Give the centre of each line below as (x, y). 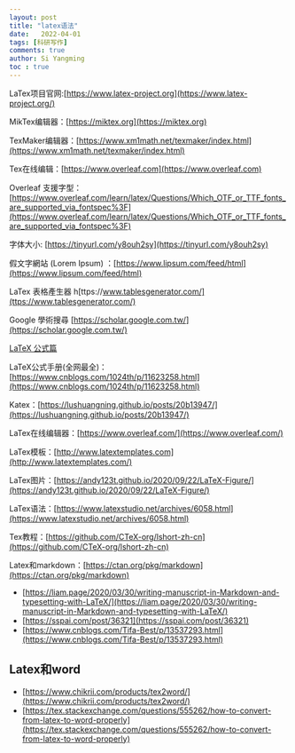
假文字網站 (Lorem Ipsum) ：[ (63, 263)
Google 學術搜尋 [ (42, 320)
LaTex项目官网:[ (38, 93)
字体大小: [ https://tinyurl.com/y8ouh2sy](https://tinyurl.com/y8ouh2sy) (139, 244)
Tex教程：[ (29, 536)
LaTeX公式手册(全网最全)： (58, 367)
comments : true (37, 51)
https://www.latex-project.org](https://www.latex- (157, 93)
